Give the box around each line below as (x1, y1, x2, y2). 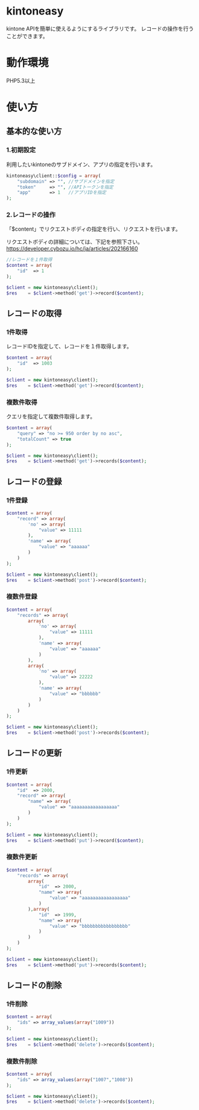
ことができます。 (6, 32, 48, 40)
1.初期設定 (6, 146, 36, 155)
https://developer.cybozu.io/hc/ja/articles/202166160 (6, 245, 139, 252)
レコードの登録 (6, 476, 62, 486)
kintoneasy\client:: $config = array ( (6, 173, 101, 179)
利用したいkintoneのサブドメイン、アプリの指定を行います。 (6, 161, 156, 168)
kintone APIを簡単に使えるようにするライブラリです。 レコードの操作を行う (6, 25, 194, 32)
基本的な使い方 (6, 126, 62, 136)
